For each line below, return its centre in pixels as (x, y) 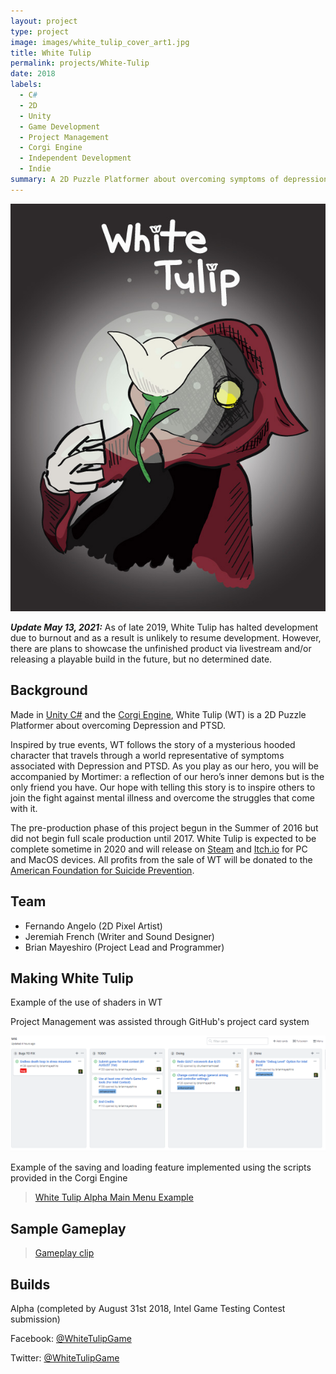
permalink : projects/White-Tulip (80, 63)
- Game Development (60, 126)
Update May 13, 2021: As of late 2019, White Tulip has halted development (164, 627)
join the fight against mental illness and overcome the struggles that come (162, 797)
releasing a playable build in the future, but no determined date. (141, 659)
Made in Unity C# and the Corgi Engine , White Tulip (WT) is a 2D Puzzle (158, 714)
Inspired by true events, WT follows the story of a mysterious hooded (153, 744)
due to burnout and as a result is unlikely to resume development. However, (166, 637)
